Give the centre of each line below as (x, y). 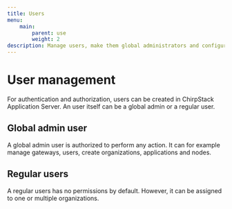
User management (61, 80)
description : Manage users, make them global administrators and (103, 46)
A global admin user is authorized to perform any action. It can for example (114, 145)
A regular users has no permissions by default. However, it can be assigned (115, 190)
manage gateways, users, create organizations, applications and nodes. (109, 152)
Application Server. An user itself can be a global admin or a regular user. (111, 106)
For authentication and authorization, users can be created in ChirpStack (110, 99)
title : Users (26, 13)
